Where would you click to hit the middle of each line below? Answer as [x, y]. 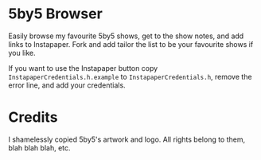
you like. [22, 53]
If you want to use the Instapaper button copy [83, 68]
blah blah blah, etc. [39, 147]
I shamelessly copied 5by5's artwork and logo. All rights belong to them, [127, 139]
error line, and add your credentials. [67, 85]
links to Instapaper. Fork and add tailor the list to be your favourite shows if [131, 44]
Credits [33, 117]
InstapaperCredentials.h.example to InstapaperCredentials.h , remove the [130, 76]
